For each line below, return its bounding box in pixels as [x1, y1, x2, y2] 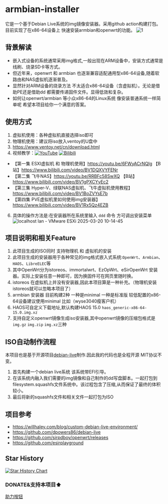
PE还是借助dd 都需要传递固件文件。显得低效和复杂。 [17, 89, 126, 95]
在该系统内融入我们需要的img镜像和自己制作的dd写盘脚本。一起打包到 [12, 375, 158, 381]
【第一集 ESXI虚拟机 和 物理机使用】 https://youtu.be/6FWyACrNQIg [12, 160, 152, 166]
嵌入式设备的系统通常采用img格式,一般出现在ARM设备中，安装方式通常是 [12, 57, 163, 63]
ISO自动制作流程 [5, 338, 56, 346]
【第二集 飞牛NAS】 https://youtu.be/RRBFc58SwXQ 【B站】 [12, 173, 137, 179]
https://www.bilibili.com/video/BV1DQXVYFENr [21, 167, 118, 173]
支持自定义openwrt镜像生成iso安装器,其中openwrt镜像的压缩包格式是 [12, 315, 155, 321]
